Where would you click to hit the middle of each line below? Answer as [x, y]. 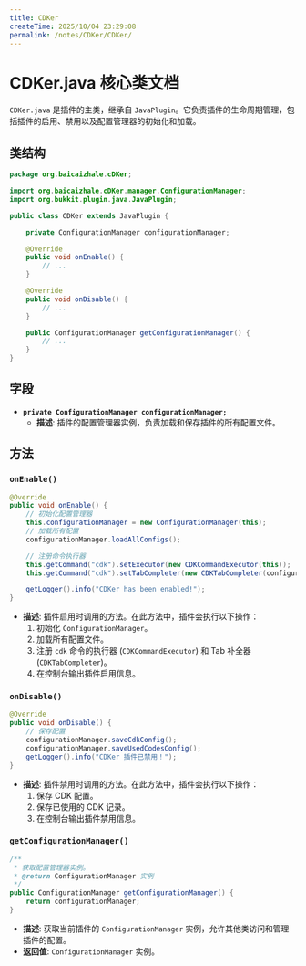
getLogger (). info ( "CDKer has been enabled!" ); [116, 590]
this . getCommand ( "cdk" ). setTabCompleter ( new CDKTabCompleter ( [146, 573]
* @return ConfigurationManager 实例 [83, 876]
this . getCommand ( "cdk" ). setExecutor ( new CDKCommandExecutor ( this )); [158, 564]
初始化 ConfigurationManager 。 [94, 628]
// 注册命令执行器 [56, 556]
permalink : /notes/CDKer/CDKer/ [71, 35]
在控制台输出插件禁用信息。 [88, 818]
